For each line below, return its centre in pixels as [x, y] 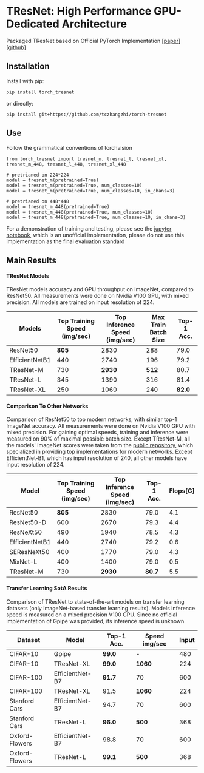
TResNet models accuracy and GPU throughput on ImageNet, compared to [100, 289]
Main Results [31, 260]
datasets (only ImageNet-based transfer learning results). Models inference [101, 608]
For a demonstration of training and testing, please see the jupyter [89, 228]
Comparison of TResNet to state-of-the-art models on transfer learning [95, 601]
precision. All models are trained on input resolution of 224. [80, 302]
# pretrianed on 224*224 [38, 175]
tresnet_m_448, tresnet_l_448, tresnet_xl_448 [66, 164]
